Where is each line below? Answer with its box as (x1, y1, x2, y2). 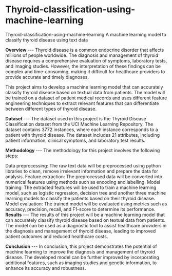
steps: (5, 153, 18, 159)
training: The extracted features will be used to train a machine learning (5, 184, 157, 190)
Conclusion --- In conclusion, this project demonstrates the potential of (5, 243, 158, 249)
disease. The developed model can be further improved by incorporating (5, 254, 159, 260)
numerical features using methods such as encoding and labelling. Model (5, 179, 161, 185)
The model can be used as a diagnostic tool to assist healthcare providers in (5, 222, 167, 228)
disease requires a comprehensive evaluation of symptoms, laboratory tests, (5, 57, 167, 63)
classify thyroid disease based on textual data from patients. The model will (5, 89, 165, 95)
